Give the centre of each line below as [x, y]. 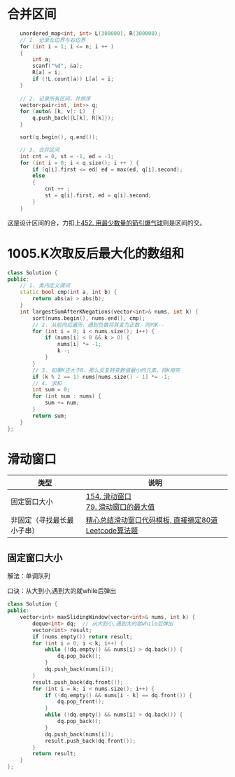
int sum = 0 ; [51, 390]
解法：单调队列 [29, 576]
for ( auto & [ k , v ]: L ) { [58, 112]
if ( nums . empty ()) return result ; [83, 637]
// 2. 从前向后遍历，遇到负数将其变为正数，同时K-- [99, 325]
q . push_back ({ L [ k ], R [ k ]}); [73, 118]
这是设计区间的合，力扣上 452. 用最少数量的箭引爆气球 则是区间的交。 [107, 223]
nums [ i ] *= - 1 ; [79, 344]
